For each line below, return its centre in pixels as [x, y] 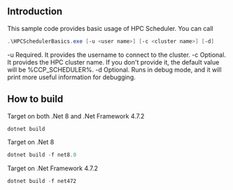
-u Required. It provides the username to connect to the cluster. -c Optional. [116, 55]
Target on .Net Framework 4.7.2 [53, 168]
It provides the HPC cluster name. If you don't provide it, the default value [113, 62]
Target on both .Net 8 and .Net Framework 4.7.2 [76, 116]
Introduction [35, 12]
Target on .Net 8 [31, 142]
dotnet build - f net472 [42, 182]
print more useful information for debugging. [72, 77]
